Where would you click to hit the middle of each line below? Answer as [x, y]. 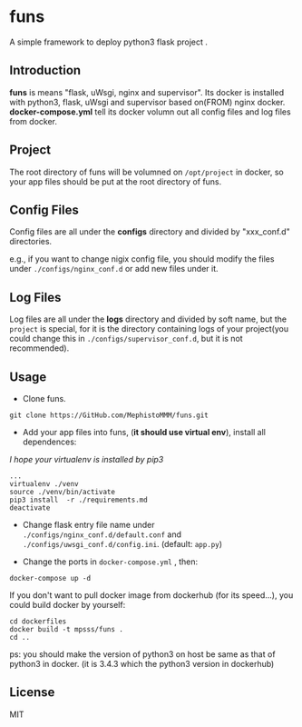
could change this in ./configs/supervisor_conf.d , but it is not [126, 339]
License [32, 692]
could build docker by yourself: [68, 605]
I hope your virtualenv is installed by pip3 [87, 459]
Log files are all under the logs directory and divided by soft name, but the [148, 319]
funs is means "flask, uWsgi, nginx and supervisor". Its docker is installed [146, 92]
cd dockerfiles [38, 622]
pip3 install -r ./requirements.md [78, 500]
